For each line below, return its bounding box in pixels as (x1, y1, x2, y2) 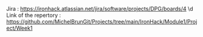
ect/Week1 (6, 24, 33, 32)
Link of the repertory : (6, 12, 61, 19)
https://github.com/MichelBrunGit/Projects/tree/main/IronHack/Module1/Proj (6, 18, 198, 25)
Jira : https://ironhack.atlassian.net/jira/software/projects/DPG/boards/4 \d (6, 5, 193, 12)
